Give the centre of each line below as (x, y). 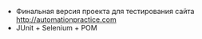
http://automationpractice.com (66, 19)
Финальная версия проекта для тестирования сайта (105, 11)
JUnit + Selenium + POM (56, 28)
